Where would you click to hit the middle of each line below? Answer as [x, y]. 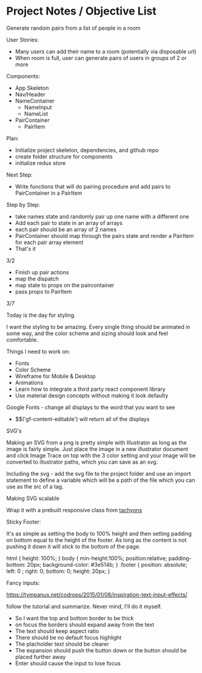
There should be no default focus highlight [68, 637]
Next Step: [20, 175]
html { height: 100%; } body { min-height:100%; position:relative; [87, 558]
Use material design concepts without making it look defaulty [92, 395]
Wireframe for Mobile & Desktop [55, 376]
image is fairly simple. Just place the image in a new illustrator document [97, 449]
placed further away [40, 657]
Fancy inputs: [23, 583]
